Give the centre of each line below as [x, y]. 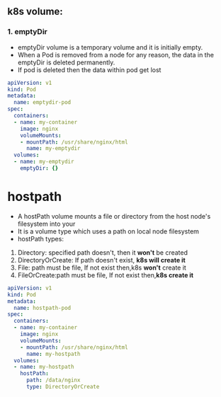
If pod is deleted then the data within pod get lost [89, 69]
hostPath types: [40, 238]
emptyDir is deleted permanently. [66, 62]
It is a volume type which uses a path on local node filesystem [108, 231]
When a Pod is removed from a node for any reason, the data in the [116, 54]
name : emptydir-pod [42, 103]
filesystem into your [46, 224]
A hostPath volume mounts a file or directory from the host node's [114, 216]
